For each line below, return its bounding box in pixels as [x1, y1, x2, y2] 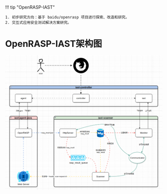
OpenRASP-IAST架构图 [5, 38, 102, 49]
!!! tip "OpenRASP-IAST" [5, 4, 55, 10]
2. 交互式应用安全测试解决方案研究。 [5, 20, 71, 25]
